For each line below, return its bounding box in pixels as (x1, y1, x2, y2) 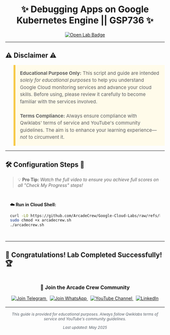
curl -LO (10, 213, 29, 218)
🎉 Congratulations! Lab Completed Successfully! (5, 250, 162, 259)
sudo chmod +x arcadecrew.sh (10, 218, 72, 223)
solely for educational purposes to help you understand (20, 77, 144, 84)
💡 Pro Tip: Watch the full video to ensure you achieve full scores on (17, 176, 159, 182)
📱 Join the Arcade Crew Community (40, 284, 130, 291)
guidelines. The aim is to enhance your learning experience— (20, 127, 157, 133)
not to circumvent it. (20, 134, 65, 140)
